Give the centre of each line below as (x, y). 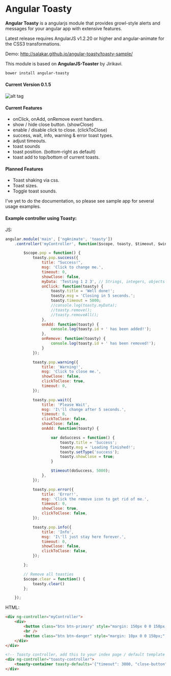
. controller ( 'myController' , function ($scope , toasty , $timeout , (85, 244)
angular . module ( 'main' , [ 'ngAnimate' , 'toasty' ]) (59, 239)
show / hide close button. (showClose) (53, 125)
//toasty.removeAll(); (75, 315)
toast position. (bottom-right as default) (54, 152)
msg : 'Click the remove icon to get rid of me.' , (95, 499)
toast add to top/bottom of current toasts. (56, 157)
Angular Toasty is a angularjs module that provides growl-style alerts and (83, 23)
